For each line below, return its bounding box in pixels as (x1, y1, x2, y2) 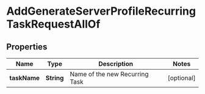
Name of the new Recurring (70, 70, 149, 78)
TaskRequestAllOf (6, 17, 101, 31)
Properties (6, 42, 48, 52)
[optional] (167, 74, 196, 82)
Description (98, 60, 133, 68)
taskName (9, 74, 40, 82)
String (45, 74, 64, 82)
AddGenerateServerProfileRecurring (6, 4, 196, 18)
